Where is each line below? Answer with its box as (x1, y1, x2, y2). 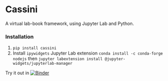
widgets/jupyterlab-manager (12, 61, 73, 66)
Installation (5, 33, 34, 40)
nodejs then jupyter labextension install (12, 56, 103, 62)
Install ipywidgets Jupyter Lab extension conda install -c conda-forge (12, 50, 163, 57)
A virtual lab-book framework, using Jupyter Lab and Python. (5, 20, 134, 26)
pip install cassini (12, 46, 57, 51)
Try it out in (5, 70, 30, 76)
